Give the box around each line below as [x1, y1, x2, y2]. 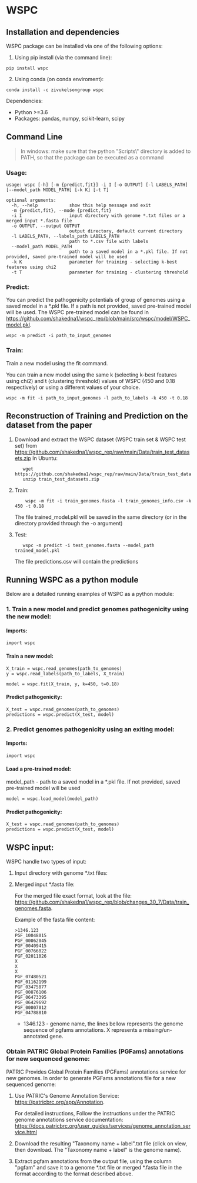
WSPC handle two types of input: [6, 858, 87, 865]
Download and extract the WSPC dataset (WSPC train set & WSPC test [14, 436, 186, 443]
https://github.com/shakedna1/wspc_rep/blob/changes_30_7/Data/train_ [14, 898, 189, 906]
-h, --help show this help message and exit [11, 202, 151, 209]
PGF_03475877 [14, 984, 47, 990]
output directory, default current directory [69, 228, 183, 234]
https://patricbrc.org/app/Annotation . [14, 1098, 105, 1105]
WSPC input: [6, 842, 54, 852]
